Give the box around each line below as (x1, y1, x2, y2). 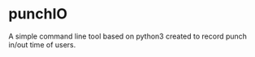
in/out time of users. (8, 39, 76, 49)
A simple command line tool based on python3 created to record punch (8, 31, 248, 41)
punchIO (8, 5, 67, 23)
